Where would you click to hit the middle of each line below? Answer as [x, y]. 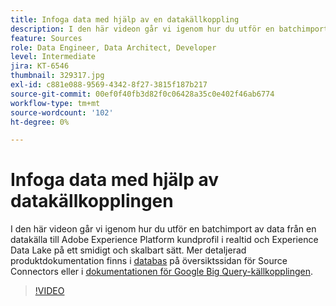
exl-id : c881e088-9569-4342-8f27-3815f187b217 [109, 85]
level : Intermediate [53, 57]
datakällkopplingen [92, 201]
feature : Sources [46, 38]
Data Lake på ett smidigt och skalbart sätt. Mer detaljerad [128, 250]
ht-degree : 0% [40, 122]
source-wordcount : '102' [62, 112]
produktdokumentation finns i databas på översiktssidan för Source [149, 261]
